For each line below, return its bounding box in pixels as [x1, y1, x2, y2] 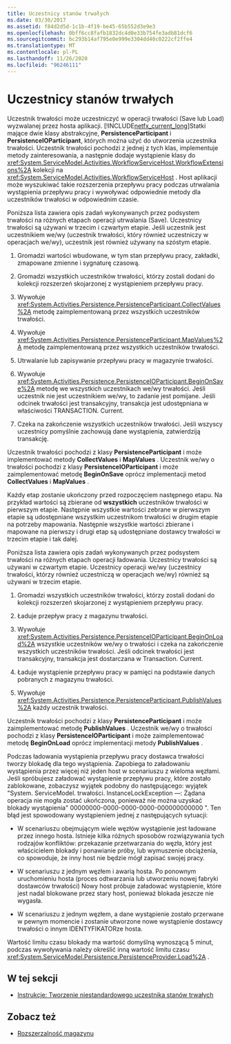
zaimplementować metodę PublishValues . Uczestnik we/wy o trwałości [7, 724, 212, 732]
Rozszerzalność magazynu [17, 1029, 94, 1038]
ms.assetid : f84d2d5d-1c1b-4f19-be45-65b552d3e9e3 [7, 23, 156, 30]
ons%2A [7, 165, 32, 174]
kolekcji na [32, 165, 63, 174]
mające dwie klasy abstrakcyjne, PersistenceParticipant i [7, 129, 172, 137]
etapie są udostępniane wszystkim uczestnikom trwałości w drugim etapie [7, 512, 219, 521]
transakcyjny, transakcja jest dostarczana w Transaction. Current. [17, 654, 203, 662]
